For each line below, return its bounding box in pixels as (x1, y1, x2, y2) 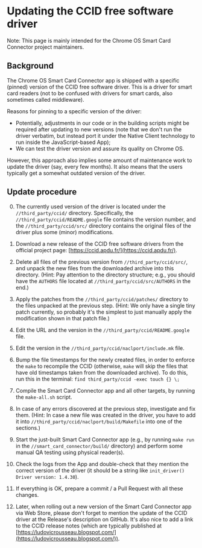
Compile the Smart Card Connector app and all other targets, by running (15, 387, 195, 394)
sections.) (15, 424, 41, 431)
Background (7, 61, 54, 71)
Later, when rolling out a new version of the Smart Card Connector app (15, 503, 192, 510)
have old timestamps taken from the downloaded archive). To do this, (15, 369, 188, 376)
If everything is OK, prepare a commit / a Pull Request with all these (15, 485, 183, 492)
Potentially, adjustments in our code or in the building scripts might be (15, 119, 189, 126)
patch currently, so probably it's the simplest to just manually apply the (15, 308, 192, 316)
